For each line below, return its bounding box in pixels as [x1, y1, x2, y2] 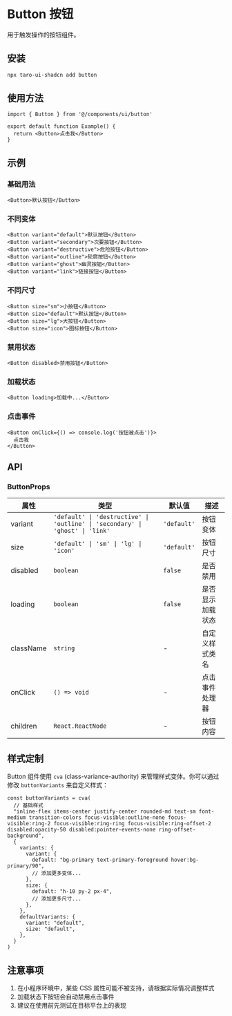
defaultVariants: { [19, 914, 76, 921]
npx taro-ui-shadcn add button [7, 71, 97, 78]
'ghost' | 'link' [53, 527, 110, 535]
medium [7, 814, 26, 821]
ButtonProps [7, 482, 50, 491]
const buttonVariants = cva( [7, 795, 91, 802]
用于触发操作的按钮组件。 [7, 30, 80, 39]
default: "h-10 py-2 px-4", [32, 888, 113, 895]
